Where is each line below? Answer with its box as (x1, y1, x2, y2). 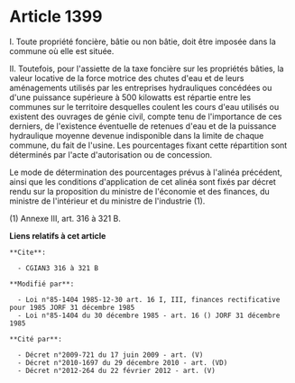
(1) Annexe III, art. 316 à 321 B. (9, 213, 122, 223)
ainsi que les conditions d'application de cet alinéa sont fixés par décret (9, 176, 277, 187)
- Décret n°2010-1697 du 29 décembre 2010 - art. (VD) (17, 358, 228, 367)
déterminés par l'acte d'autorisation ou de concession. (9, 149, 213, 160)
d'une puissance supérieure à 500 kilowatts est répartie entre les (9, 92, 251, 103)
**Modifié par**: (9, 279, 75, 288)
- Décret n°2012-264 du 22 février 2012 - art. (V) (17, 366, 217, 375)
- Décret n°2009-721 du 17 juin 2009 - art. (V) (17, 350, 204, 360)
